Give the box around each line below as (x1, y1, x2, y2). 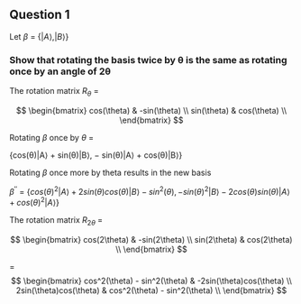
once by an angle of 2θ (9, 65, 111, 78)
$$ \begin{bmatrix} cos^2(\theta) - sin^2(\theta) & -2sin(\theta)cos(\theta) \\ (10, 275, 293, 287)
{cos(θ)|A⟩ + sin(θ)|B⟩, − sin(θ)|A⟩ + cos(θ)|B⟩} (9, 149, 183, 161)
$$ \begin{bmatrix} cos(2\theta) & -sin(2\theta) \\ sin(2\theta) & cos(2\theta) (10, 235, 293, 245)
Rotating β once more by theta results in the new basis (9, 167, 212, 178)
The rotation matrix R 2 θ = (9, 215, 104, 228)
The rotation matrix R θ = (9, 86, 99, 98)
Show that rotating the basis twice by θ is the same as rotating (9, 53, 287, 66)
